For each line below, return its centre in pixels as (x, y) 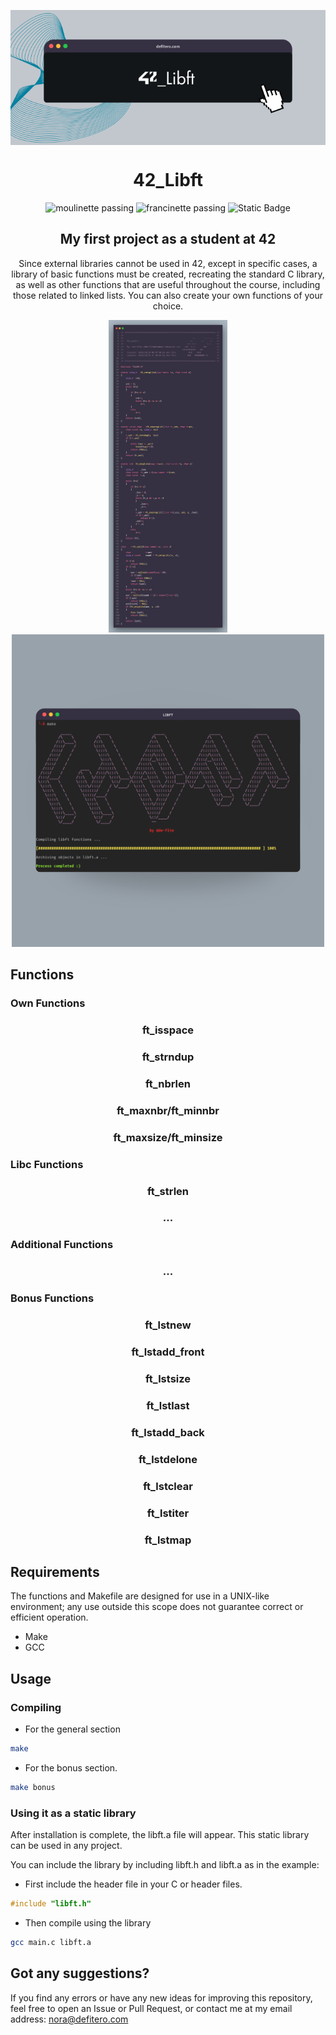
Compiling (36, 1707)
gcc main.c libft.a (51, 1942)
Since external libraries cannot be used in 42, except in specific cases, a (168, 263)
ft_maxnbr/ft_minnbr (168, 1110)
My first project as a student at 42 (168, 239)
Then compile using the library (88, 1922)
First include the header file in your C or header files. (133, 1884)
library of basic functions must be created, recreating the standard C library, (168, 274)
